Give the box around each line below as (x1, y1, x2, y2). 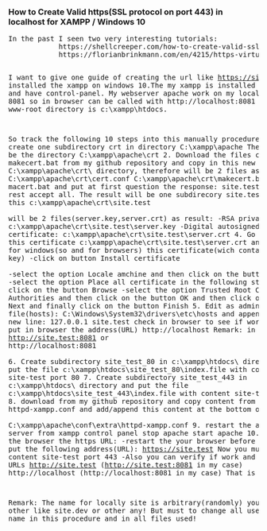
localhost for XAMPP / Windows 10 (8, 16, 145, 27)
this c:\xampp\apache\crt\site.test (8, 198, 151, 207)
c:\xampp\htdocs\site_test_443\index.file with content (8, 389, 230, 398)
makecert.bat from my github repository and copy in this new (8, 158, 256, 168)
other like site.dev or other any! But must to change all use (8, 506, 260, 515)
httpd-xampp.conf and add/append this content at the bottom (8, 405, 252, 414)
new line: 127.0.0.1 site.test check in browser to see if (8, 317, 244, 327)
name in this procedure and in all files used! (8, 514, 197, 523)
